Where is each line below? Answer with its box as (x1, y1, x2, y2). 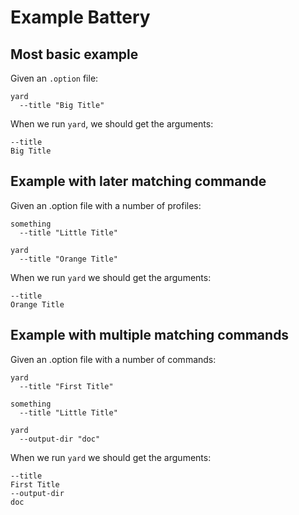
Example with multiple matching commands (10, 327, 290, 344)
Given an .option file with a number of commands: (10, 353, 217, 365)
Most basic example (10, 46, 139, 63)
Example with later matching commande (10, 173, 267, 190)
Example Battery (10, 6, 151, 29)
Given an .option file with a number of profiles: (10, 199, 202, 211)
